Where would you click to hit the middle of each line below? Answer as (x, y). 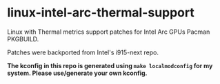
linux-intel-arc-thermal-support (101, 13)
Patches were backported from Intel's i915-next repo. (83, 52)
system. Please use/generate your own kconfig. (77, 73)
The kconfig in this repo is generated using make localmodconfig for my (110, 65)
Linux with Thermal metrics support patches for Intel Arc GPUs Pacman (109, 32)
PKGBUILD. (23, 39)
